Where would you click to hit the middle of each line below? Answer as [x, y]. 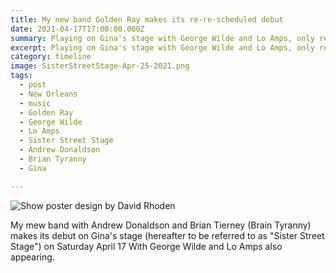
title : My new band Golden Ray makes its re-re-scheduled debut [147, 19]
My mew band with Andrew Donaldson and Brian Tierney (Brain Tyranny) [161, 225]
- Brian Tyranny [53, 159]
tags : [21, 76]
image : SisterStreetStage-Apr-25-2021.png [100, 66]
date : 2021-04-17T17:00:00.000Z [77, 29]
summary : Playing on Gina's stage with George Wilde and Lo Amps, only [162, 38]
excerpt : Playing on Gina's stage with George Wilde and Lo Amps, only [162, 47]
